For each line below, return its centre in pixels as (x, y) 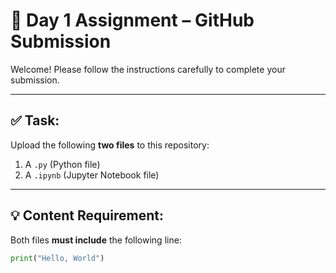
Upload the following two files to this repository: (110, 145)
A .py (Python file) (62, 164)
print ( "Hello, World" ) (57, 258)
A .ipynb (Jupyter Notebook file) (92, 175)
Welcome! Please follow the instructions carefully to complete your (148, 69)
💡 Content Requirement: (87, 215)
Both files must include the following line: (96, 240)
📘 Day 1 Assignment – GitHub (132, 20)
